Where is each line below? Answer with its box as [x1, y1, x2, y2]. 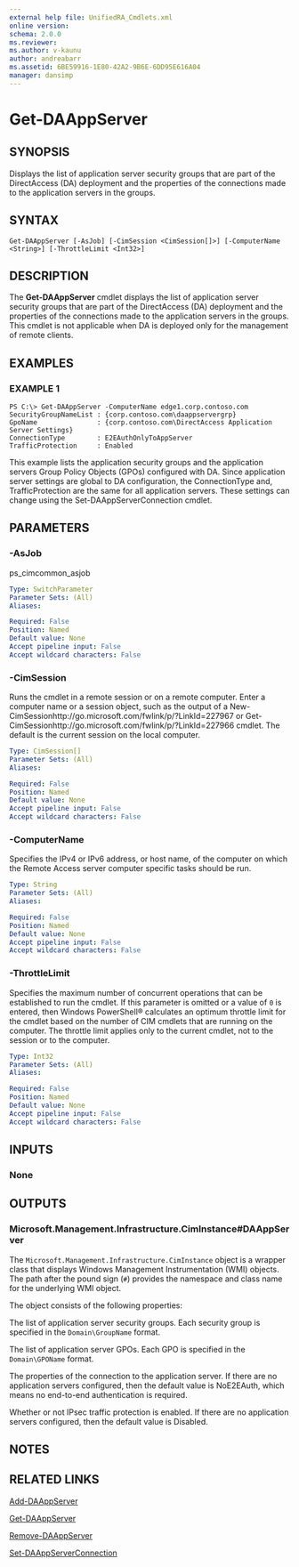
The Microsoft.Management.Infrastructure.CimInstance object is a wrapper [9, 1254, 287, 1264]
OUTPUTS [9, 1196, 67, 1211]
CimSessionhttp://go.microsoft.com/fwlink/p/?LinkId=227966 [9, 720, 235, 731]
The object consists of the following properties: [9, 1300, 183, 1311]
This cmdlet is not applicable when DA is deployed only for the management [9, 320, 289, 331]
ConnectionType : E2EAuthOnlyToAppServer [9, 433, 193, 443]
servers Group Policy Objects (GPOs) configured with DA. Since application [9, 466, 286, 477]
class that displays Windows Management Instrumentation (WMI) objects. [9, 1264, 279, 1274]
